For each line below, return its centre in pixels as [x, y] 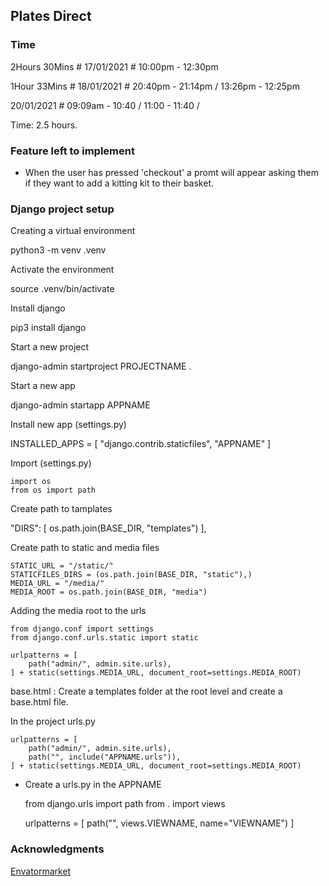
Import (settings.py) [51, 463]
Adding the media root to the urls [78, 611]
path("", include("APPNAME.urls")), [105, 757]
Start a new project [50, 347]
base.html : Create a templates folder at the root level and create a [146, 691]
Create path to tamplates [61, 509]
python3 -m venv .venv [58, 250]
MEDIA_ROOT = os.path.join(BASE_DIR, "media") [109, 592]
